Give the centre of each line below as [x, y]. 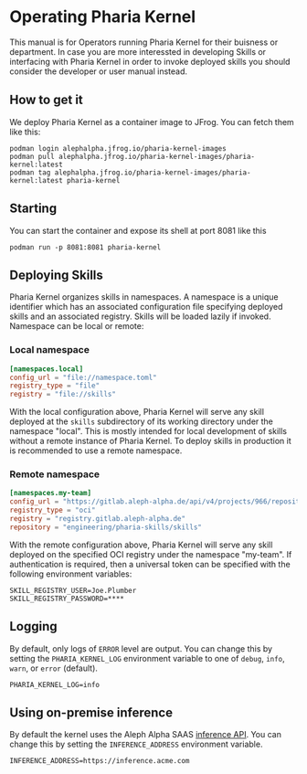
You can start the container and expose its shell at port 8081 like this [138, 230]
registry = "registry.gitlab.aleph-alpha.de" [97, 519]
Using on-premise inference [91, 713]
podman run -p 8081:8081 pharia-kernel [85, 247]
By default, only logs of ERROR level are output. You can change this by [141, 648]
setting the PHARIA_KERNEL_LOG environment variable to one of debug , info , [147, 658]
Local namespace [49, 350]
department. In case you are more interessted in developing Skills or [138, 51]
